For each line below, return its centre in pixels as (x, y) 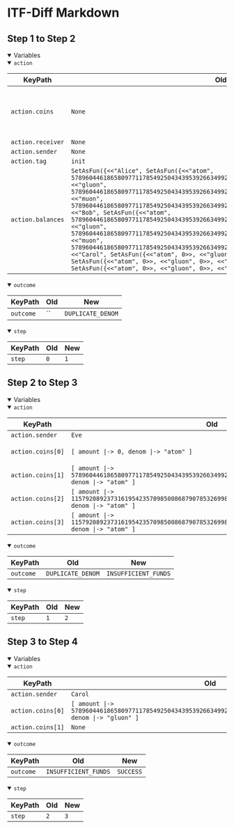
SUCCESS (130, 772)
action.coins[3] (38, 522)
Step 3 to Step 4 (42, 642)
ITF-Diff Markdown (63, 13)
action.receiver (38, 142)
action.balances (38, 220)
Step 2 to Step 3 (42, 383)
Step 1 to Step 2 (41, 39)
